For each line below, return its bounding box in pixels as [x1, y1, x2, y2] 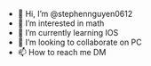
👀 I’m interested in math [17, 18, 105, 29]
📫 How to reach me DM [17, 47, 107, 57]
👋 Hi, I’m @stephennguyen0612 [17, 9, 133, 19]
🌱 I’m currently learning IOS [17, 28, 119, 37]
